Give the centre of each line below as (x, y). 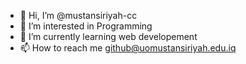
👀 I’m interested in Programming (86, 26)
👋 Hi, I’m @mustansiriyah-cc (78, 15)
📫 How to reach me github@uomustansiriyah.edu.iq (128, 48)
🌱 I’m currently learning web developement (108, 36)
